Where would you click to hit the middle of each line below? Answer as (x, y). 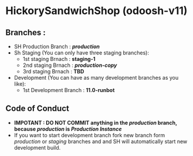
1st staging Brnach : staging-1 (59, 59)
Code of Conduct (38, 109)
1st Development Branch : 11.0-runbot (69, 90)
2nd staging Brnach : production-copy (70, 65)
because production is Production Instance (68, 129)
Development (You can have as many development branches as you (96, 78)
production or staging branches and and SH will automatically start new (101, 141)
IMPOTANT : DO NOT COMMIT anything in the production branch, (95, 123)
